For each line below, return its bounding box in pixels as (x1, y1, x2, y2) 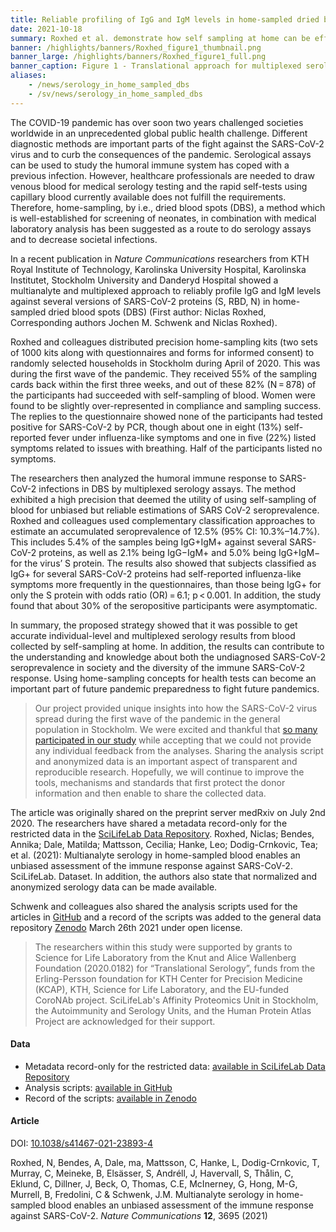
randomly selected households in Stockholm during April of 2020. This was (10, 357, 321, 369)
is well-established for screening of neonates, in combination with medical (10, 212, 317, 224)
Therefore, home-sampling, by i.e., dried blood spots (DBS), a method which (10, 201, 326, 213)
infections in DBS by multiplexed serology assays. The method (38, 482, 297, 495)
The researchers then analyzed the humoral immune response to (10, 472, 278, 484)
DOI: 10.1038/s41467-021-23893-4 (10, 1137, 154, 1150)
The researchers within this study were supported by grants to (34, 941, 293, 953)
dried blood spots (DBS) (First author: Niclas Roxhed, (48, 306, 267, 318)
